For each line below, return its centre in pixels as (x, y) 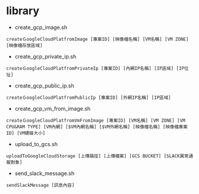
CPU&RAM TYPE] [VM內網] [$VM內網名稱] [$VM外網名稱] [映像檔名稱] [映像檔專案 (97, 127)
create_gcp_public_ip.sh (44, 85)
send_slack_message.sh (45, 173)
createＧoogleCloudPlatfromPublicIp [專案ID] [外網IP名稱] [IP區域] (89, 98)
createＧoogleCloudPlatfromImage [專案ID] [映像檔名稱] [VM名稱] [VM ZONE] (97, 39)
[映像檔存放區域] (24, 46)
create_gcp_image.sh (41, 27)
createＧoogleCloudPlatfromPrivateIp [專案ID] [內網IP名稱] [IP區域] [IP (95, 68)
